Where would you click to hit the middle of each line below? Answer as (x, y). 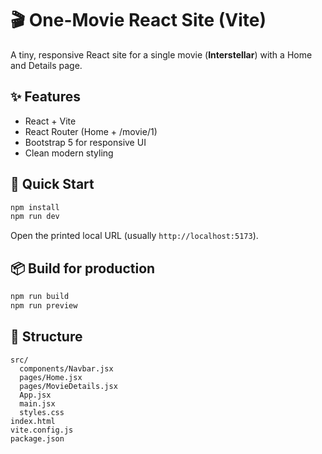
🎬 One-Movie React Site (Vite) (138, 20)
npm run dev (35, 217)
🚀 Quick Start (52, 184)
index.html (33, 421)
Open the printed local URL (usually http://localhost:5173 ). (134, 236)
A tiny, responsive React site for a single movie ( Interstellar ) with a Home (161, 54)
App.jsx (35, 395)
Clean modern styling (69, 153)
